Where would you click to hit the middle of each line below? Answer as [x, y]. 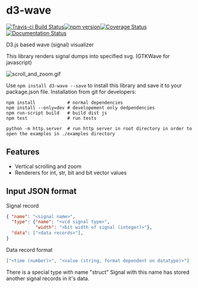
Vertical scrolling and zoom [48, 166]
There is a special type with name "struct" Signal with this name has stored [98, 272]
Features [23, 152]
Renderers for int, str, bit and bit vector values [71, 172]
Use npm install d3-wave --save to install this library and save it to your [94, 85]
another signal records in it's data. [48, 278]
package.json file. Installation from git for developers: [71, 91]
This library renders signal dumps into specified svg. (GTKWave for [88, 56]
